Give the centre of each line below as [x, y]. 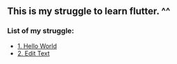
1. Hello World [37, 46]
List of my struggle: [41, 31]
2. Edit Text [33, 53]
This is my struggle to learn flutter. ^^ [89, 11]
